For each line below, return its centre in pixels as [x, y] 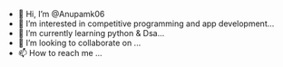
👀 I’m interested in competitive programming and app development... [146, 24]
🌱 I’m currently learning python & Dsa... [91, 33]
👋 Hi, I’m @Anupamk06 [61, 14]
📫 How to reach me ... [60, 53]
